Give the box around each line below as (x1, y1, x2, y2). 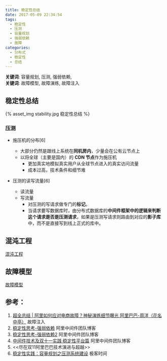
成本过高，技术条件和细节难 (27, 167, 86, 173)
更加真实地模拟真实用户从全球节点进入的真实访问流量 (27, 161, 139, 167)
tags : (5, 17, 17, 22)
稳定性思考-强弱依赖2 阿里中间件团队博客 (12, 331, 99, 337)
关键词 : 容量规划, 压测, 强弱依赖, (5, 74, 72, 80)
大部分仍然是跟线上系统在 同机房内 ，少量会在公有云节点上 (20, 148, 140, 154)
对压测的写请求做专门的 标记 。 (27, 201, 90, 207)
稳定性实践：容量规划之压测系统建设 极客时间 (12, 350, 107, 356)
